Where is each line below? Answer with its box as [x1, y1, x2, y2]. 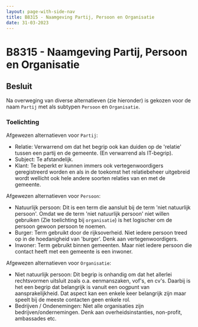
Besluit [6, 81, 33, 91]
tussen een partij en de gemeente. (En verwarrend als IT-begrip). [14, 149, 173, 156]
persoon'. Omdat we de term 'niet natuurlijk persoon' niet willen [14, 210, 170, 217]
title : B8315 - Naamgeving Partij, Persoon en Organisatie [6, 14, 155, 20]
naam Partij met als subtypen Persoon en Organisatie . [6, 103, 140, 110]
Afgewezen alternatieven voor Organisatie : [6, 259, 111, 267]
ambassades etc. [14, 315, 57, 322]
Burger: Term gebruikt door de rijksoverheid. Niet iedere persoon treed [14, 229, 187, 236]
